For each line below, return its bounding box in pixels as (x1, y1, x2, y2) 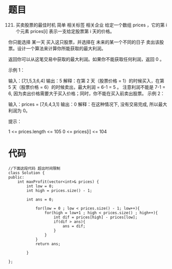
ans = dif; (62, 223, 85, 228)
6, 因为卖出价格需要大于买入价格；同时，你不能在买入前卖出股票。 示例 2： (8, 90, 165, 96)
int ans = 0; (26, 197, 54, 202)
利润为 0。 (8, 107, 30, 114)
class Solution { (8, 170, 45, 175)
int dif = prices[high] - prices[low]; (53, 215, 138, 220)
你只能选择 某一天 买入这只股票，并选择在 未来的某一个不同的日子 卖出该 (8, 39, 160, 45)
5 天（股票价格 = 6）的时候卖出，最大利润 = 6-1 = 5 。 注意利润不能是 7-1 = (8, 84, 166, 90)
